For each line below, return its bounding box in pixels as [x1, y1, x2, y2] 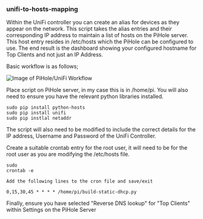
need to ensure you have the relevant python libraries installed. [6, 93, 164, 100]
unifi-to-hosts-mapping [6, 5, 79, 13]
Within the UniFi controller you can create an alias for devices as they [6, 19, 180, 26]
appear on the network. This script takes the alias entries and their [6, 25, 172, 32]
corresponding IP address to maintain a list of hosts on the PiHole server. [6, 32, 188, 39]
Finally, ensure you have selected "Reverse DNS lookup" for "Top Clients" [6, 200, 190, 207]
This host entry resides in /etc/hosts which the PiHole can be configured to [6, 38, 194, 46]
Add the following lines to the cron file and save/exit [6, 178, 153, 184]
